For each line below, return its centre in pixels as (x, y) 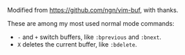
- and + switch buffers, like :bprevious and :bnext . (89, 37)
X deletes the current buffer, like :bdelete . (77, 44)
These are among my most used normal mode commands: (91, 23)
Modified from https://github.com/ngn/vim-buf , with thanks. (93, 10)
